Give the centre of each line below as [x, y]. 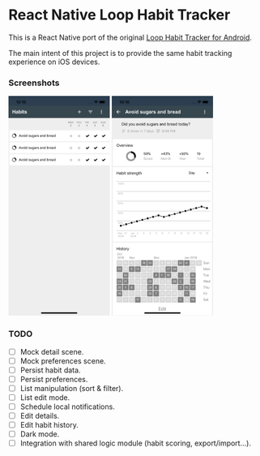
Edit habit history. [49, 425]
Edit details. [40, 415]
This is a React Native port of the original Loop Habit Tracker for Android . [130, 37]
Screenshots [34, 83]
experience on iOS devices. [54, 62]
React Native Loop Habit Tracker [119, 15]
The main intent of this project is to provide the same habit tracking [120, 53]
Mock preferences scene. [63, 361]
